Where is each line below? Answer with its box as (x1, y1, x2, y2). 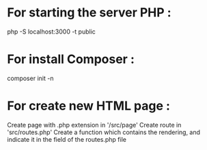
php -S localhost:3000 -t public (7, 27, 96, 36)
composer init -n (7, 74, 54, 82)
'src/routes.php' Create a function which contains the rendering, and (7, 128, 200, 136)
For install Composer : (7, 51, 135, 67)
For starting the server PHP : (7, 5, 172, 21)
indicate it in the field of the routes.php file (7, 135, 126, 143)
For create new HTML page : (7, 98, 171, 114)
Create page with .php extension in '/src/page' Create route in (7, 121, 182, 129)
